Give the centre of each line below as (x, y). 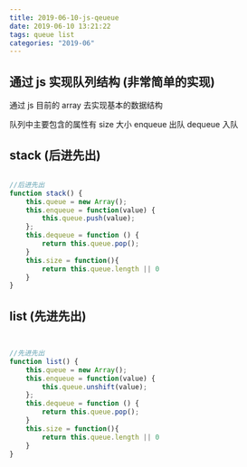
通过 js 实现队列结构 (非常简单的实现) (112, 82)
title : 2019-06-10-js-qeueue (64, 18)
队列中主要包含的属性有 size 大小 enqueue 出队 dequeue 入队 (124, 125)
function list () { (44, 361)
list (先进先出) (48, 316)
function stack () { (46, 193)
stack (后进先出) (55, 156)
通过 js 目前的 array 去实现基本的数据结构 (86, 106)
